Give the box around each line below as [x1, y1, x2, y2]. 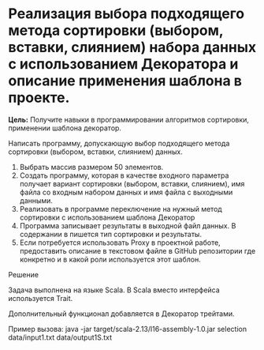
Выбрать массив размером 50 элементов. [19, 162, 164, 171]
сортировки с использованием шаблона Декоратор [19, 213, 195, 222]
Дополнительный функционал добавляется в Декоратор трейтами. [8, 309, 235, 318]
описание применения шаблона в [8, 72, 243, 90]
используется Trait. [8, 293, 73, 303]
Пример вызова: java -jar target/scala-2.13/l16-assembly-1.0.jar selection [8, 324, 247, 333]
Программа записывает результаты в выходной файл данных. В [19, 220, 236, 230]
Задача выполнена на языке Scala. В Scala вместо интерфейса [8, 285, 221, 295]
